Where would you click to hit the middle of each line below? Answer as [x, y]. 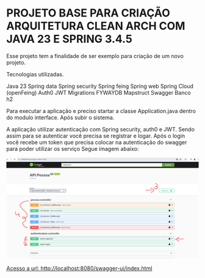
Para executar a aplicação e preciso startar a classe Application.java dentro [101, 111]
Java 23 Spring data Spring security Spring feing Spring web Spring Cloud [100, 86]
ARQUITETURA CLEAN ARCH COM [96, 26]
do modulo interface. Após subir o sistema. [60, 117]
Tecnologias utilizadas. [35, 74]
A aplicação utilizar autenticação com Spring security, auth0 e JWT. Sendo [101, 129]
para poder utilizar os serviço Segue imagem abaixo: [73, 148]
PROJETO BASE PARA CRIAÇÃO [88, 13]
